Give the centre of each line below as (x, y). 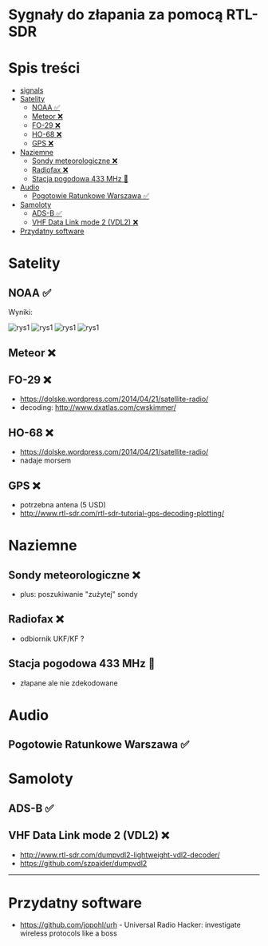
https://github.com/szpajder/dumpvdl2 (83, 863)
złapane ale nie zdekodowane (69, 683)
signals (32, 90)
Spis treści (44, 68)
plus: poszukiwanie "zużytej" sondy (79, 594)
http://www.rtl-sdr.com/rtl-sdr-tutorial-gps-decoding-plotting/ (122, 513)
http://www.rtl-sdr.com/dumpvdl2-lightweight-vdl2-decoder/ (120, 855)
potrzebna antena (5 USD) (63, 504)
